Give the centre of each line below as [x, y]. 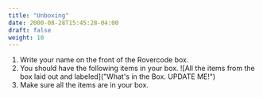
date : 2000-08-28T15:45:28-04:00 [64, 23]
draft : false [30, 30]
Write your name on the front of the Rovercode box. [104, 60]
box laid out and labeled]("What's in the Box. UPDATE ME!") [118, 76]
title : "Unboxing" [39, 15]
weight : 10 [26, 37]
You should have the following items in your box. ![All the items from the [137, 69]
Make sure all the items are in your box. [84, 85]
